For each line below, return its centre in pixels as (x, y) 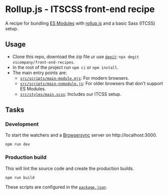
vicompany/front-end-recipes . (44, 62)
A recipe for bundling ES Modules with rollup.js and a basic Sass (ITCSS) (80, 23)
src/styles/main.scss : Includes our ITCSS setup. (70, 94)
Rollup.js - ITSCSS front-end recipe (80, 9)
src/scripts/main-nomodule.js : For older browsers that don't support (91, 83)
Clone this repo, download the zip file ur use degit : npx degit (76, 56)
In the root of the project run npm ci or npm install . (65, 67)
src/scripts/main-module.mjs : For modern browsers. (74, 78)
